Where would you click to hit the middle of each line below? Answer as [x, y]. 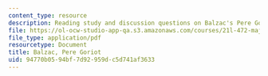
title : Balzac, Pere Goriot [55, 52]
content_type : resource [48, 15]
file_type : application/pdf [55, 38]
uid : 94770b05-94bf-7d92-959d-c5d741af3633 [82, 60]
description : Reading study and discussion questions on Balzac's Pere [130, 23]
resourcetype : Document [48, 45]
